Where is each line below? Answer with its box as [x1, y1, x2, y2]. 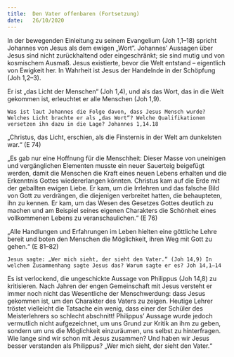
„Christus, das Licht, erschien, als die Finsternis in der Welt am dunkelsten [7, 133, 222, 141]
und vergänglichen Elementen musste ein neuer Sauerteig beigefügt [7, 161, 205, 169]
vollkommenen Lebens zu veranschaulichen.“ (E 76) [7, 214, 158, 222]
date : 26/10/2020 [7, 17, 65, 24]
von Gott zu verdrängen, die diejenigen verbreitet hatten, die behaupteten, [7, 191, 223, 200]
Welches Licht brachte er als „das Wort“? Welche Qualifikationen [7, 114, 206, 122]
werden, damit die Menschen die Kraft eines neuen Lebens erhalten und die [7, 169, 227, 177]
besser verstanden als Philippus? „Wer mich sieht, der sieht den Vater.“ [7, 342, 213, 350]
